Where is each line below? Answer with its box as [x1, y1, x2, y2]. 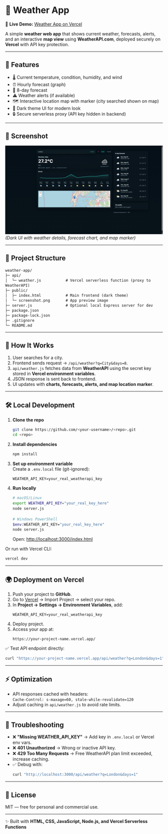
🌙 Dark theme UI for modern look [12, 105, 81, 111]
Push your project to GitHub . [12, 591, 72, 597]
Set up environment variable [12, 461, 73, 467]
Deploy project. [12, 621, 44, 627]
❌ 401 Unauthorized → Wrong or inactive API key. [12, 745, 116, 751]
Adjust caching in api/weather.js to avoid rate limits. [12, 701, 121, 707]
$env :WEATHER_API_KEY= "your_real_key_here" [12, 522, 105, 527]
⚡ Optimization [5, 675, 52, 684]
